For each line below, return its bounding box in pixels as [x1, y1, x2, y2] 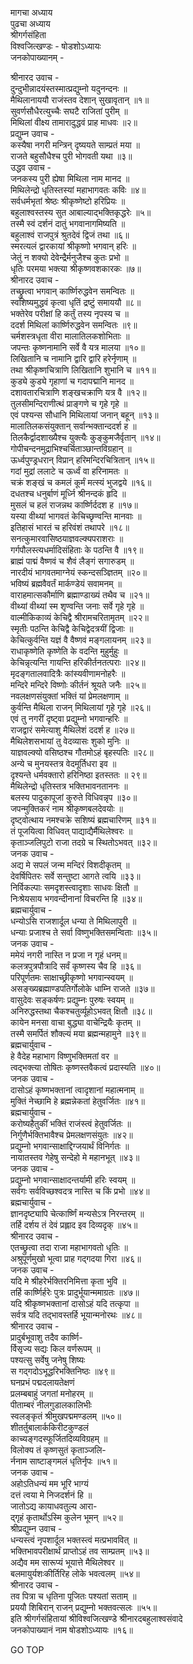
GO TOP [10, 1644, 45, 1656]
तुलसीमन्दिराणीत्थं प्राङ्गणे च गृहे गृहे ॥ [10, 398, 128, 409]
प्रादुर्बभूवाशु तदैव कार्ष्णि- [10, 1332, 83, 1343]
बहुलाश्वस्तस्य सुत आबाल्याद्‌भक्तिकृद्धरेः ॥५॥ [10, 207, 152, 218]
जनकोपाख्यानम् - [10, 52, 65, 63]
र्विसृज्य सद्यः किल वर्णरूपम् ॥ [10, 1343, 101, 1354]
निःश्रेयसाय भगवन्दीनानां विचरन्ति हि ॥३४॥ [10, 893, 143, 904]
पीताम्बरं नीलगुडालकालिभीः [10, 1399, 92, 1411]
